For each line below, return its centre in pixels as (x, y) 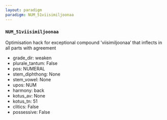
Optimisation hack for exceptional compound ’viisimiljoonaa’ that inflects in (84, 42)
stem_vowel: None (32, 79)
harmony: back (29, 90)
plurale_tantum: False (35, 63)
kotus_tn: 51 (25, 101)
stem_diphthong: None (36, 74)
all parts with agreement (31, 48)
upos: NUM (25, 85)
